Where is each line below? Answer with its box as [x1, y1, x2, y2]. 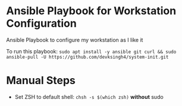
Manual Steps [6, 74, 76, 87]
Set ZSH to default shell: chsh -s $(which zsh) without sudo [14, 93, 164, 100]
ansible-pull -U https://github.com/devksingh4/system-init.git [6, 54, 169, 60]
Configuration [6, 17, 77, 30]
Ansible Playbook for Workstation [6, 4, 177, 18]
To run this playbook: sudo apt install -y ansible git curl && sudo [6, 47, 177, 54]
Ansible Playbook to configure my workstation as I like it [6, 36, 143, 43]
